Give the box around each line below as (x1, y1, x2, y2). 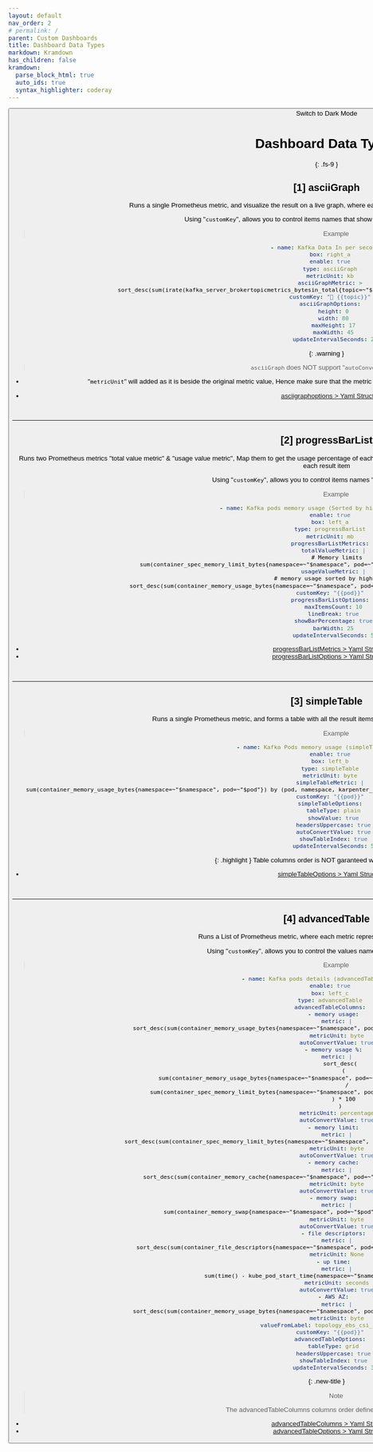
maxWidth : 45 (312, 328, 355, 336)
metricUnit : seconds (304, 1279, 370, 1287)
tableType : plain (305, 807, 361, 815)
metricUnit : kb (305, 272, 355, 280)
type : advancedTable (297, 996, 363, 1004)
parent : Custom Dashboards (8, 34, 98, 42)
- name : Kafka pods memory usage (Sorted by (219, 504, 363, 512)
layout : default (8, 11, 62, 20)
